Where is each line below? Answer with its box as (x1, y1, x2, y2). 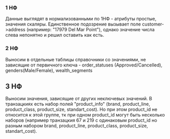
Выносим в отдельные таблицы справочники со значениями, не (5, 56, 146, 62)
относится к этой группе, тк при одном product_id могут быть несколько (5, 112, 165, 118)
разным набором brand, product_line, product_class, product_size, (5, 123, 148, 129)
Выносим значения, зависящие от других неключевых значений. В (5, 96, 153, 102)
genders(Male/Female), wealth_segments (5, 67, 93, 73)
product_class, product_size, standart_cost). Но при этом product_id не (5, 106, 158, 112)
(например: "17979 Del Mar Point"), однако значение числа (26, 27, 155, 33)
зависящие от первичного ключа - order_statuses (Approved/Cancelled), (5, 62, 163, 68)
